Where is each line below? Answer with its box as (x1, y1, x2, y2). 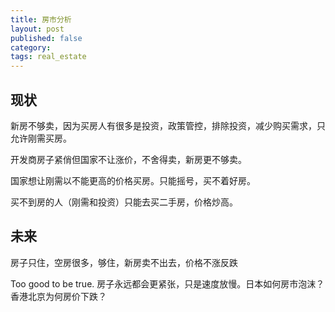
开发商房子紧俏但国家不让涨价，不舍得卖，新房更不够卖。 (10, 153, 247, 165)
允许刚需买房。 (10, 132, 72, 144)
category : (10, 42, 52, 53)
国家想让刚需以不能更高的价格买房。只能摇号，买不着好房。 (10, 174, 256, 186)
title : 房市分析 (10, 14, 72, 25)
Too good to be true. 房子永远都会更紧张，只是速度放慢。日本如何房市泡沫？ (10, 277, 325, 290)
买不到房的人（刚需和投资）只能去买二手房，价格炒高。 (10, 196, 238, 208)
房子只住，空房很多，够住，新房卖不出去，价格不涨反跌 (10, 256, 238, 268)
